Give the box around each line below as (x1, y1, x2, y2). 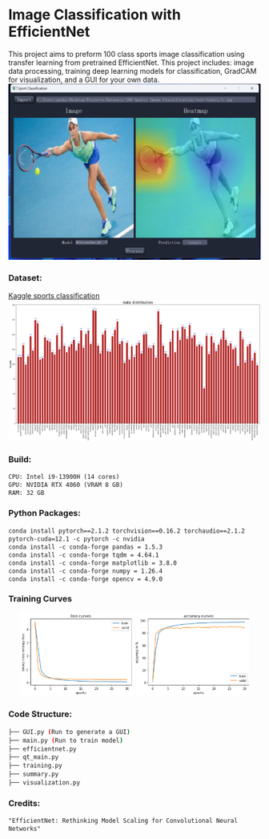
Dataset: (8, 273, 42, 284)
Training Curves (8, 594, 73, 605)
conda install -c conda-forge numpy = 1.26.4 (8, 567, 163, 575)
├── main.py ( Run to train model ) (8, 736, 124, 744)
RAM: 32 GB (8, 489, 45, 497)
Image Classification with (8, 6, 182, 24)
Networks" (8, 825, 42, 833)
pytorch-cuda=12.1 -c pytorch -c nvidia (8, 535, 146, 543)
